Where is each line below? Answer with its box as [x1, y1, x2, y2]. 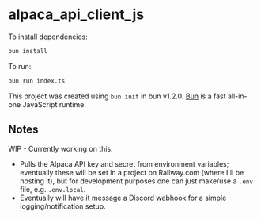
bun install [8, 47, 47, 55]
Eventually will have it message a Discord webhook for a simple [19, 193, 227, 202]
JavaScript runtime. [22, 99, 87, 109]
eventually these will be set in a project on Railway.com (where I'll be [19, 167, 244, 177]
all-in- [227, 91, 248, 101]
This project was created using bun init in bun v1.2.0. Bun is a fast [8, 91, 227, 101]
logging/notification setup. [19, 201, 106, 211]
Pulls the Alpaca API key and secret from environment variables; [19, 159, 229, 168]
